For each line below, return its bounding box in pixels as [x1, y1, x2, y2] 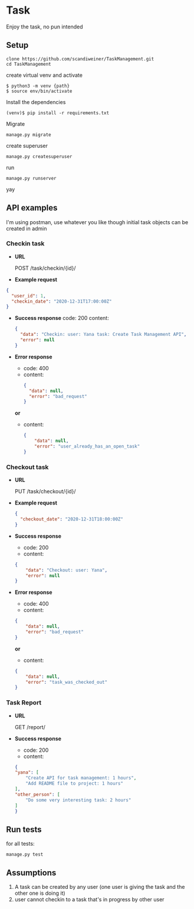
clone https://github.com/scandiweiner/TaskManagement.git [6, 56, 154, 62]
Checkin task [6, 240, 45, 248]
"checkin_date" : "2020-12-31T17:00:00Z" [11, 298, 112, 305]
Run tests [6, 824, 42, 834]
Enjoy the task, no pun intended [6, 23, 84, 30]
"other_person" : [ [14, 791, 60, 797]
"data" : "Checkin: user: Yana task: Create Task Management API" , [20, 332, 187, 338]
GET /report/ [14, 723, 45, 730]
